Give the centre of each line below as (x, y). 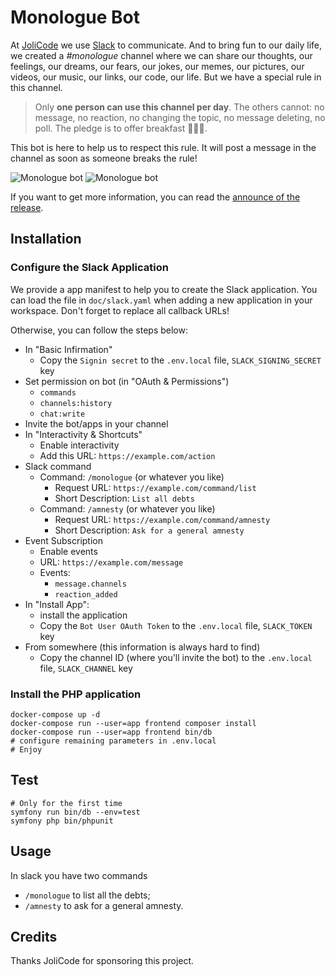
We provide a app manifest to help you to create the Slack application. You (164, 289)
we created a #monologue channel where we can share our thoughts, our (161, 55)
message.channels (90, 584)
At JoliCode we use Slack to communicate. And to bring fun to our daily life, (166, 45)
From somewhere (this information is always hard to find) (142, 647)
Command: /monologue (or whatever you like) (132, 477)
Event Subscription (63, 540)
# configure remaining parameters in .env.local (113, 741)
